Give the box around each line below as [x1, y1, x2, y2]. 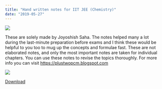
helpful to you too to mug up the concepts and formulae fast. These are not [5, 44, 156, 50]
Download [5, 78, 26, 84]
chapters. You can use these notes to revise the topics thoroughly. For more [5, 54, 157, 61]
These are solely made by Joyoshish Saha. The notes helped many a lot [5, 34, 149, 40]
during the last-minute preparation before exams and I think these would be [5, 39, 157, 45]
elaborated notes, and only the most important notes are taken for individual [5, 50, 157, 55]
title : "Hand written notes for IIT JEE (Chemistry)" [5, 7, 117, 12]
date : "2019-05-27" [5, 12, 45, 17]
